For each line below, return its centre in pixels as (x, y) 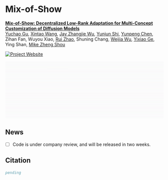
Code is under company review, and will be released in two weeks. (81, 144)
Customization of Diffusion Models (43, 28)
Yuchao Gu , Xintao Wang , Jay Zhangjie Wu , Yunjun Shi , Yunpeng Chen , (79, 34)
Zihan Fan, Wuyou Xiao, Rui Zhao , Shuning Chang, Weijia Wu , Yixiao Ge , (80, 39)
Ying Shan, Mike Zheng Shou (35, 44)
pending (13, 172)
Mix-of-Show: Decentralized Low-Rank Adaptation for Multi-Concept (79, 23)
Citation (18, 161)
